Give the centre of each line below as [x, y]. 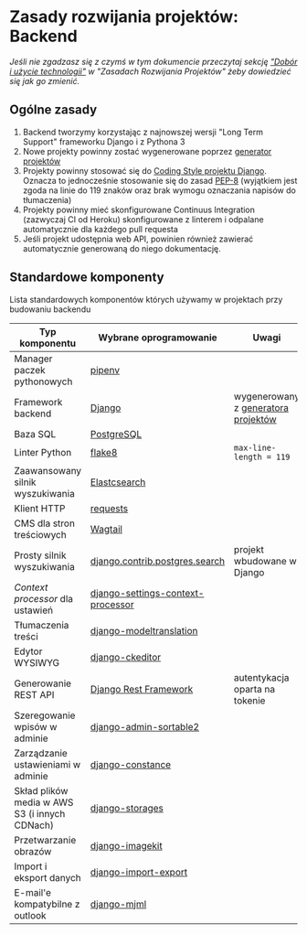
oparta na [254, 689]
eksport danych [48, 877]
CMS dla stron [45, 523]
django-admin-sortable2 [144, 726]
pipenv [105, 370]
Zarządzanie [41, 753]
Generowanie [42, 683]
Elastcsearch [118, 482]
